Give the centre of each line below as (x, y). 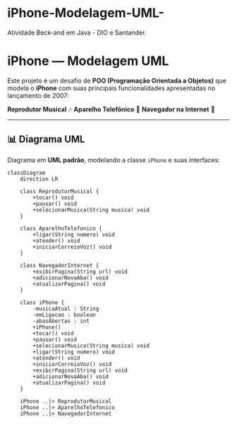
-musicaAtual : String (66, 308)
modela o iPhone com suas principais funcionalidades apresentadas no (111, 88)
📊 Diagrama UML (46, 139)
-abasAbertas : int (61, 321)
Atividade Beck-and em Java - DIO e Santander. (77, 32)
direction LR (39, 179)
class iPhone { (42, 302)
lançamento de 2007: (38, 95)
